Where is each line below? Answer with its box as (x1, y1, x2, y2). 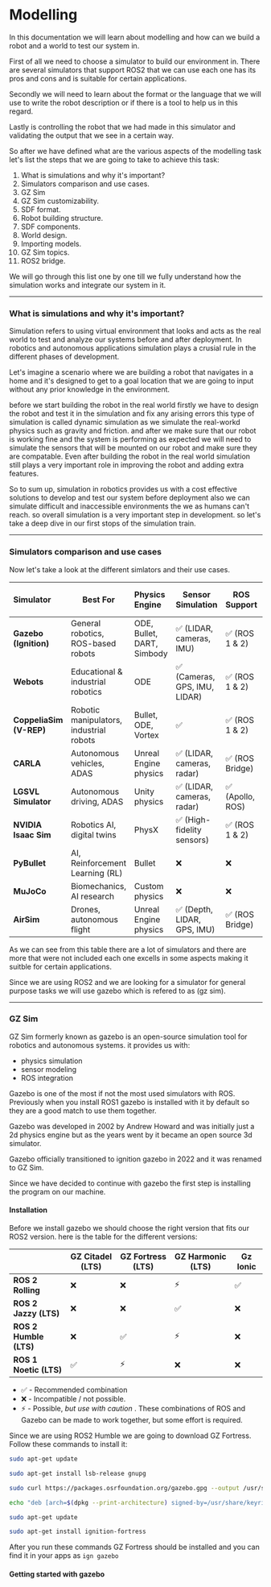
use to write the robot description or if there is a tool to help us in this (9, 98, 238, 107)
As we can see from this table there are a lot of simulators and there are (9, 945, 247, 954)
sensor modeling (20, 1064, 77, 1074)
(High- (184, 814, 211, 825)
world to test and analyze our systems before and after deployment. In (9, 334, 242, 344)
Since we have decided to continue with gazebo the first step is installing (9, 1178, 252, 1188)
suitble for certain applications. (9, 962, 112, 971)
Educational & (70, 666, 123, 677)
